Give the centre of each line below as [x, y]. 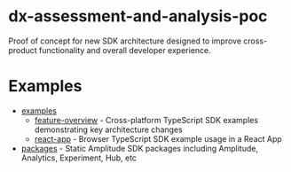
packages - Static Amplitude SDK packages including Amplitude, [140, 148]
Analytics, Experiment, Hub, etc [79, 158]
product [23, 50]
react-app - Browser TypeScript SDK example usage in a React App [158, 138]
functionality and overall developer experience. [125, 50]
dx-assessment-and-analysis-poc [138, 16]
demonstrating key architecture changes [108, 129]
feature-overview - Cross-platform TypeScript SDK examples [146, 120]
